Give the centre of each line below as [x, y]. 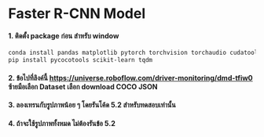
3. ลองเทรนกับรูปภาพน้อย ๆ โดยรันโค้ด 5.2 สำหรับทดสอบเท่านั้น [92, 105]
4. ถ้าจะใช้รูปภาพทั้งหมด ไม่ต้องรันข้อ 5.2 [62, 123]
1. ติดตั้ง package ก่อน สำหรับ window [64, 35]
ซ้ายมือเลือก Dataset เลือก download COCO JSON [83, 86]
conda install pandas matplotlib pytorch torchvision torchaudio [117, 53]
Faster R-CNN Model [77, 14]
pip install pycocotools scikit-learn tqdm [81, 60]
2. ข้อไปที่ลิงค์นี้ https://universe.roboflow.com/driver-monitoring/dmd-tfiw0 [130, 78]
